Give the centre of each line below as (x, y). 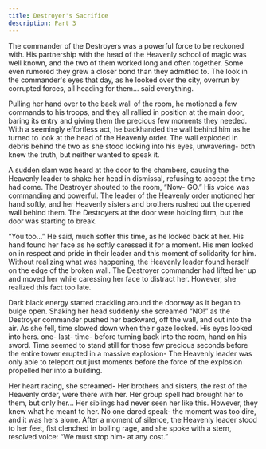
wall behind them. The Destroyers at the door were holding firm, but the (126, 212)
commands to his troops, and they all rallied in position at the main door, (126, 112)
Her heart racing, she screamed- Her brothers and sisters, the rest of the (128, 386)
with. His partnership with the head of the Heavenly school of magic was (127, 54)
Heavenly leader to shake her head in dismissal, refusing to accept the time (132, 178)
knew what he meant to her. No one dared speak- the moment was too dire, (132, 411)
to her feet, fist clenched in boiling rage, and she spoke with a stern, (120, 428)
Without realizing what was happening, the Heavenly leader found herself (129, 262)
